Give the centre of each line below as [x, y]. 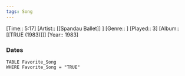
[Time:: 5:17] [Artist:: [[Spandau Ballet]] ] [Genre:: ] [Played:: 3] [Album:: [93, 28]
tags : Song [19, 11]
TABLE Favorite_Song [32, 62]
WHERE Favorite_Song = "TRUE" [43, 67]
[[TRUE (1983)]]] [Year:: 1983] [42, 34]
